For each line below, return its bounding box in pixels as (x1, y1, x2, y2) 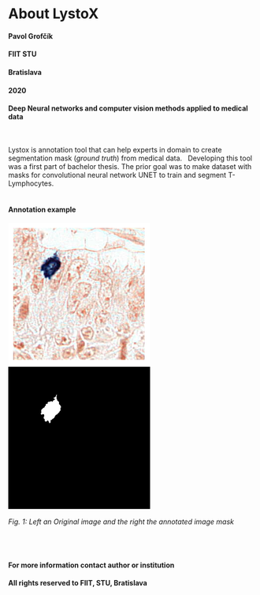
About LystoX (8, 5, 99, 23)
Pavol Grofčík (8, 31, 54, 40)
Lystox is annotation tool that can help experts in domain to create (8, 145, 222, 154)
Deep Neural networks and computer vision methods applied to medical (8, 104, 248, 113)
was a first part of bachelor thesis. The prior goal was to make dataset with (8, 161, 252, 171)
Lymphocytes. (8, 179, 54, 188)
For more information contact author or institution (8, 560, 175, 570)
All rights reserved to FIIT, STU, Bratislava (8, 578, 147, 588)
